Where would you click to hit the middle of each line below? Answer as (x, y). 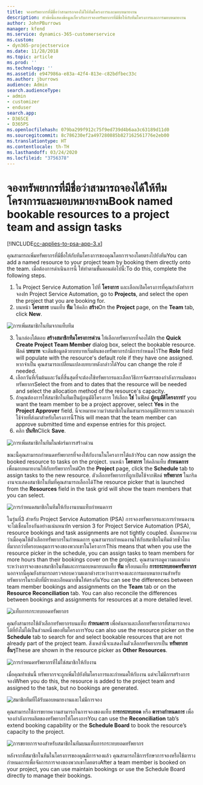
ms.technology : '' (30, 68)
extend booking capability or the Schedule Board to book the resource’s (97, 725)
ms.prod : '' (22, 62)
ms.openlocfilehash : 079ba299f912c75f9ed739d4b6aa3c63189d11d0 (88, 130)
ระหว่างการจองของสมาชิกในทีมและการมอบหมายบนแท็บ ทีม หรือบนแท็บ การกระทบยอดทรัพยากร (102, 566)
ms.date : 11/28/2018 (33, 51)
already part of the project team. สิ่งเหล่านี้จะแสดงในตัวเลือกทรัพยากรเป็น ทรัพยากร (97, 644)
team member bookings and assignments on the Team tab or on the (92, 587)
